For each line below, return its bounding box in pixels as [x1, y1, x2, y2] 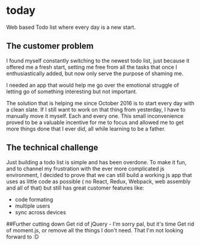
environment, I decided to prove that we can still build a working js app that [6, 171, 192, 178]
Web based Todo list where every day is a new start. [6, 23, 136, 31]
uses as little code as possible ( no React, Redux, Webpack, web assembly [6, 178, 191, 185]
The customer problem [6, 41, 94, 51]
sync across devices [14, 208, 66, 216]
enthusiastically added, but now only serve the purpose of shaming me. [6, 70, 184, 77]
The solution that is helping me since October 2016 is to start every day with [6, 99, 195, 107]
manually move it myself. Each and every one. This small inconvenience [6, 112, 184, 119]
